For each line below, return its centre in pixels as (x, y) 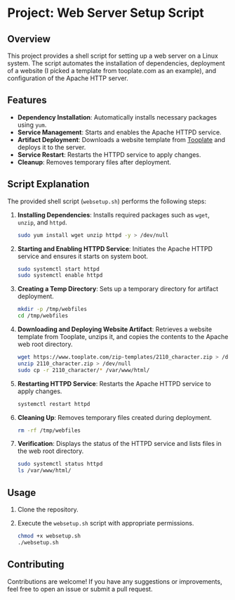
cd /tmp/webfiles (43, 316)
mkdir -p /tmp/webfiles (52, 309)
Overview (29, 39)
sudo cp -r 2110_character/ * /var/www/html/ (83, 370)
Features (27, 100)
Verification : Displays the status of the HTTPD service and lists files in (120, 444)
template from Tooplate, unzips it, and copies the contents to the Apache (123, 337)
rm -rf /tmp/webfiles (49, 430)
